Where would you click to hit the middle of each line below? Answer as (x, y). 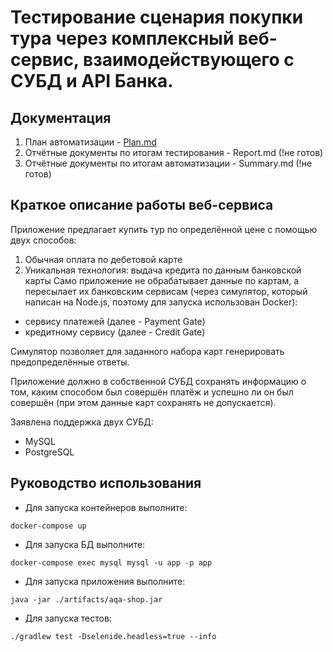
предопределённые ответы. (70, 362)
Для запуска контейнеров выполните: (106, 507)
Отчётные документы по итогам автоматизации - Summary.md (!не (168, 163)
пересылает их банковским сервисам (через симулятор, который (166, 291)
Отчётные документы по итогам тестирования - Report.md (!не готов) (174, 152)
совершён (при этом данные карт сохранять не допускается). (143, 402)
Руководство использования (106, 483)
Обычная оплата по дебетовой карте (103, 259)
